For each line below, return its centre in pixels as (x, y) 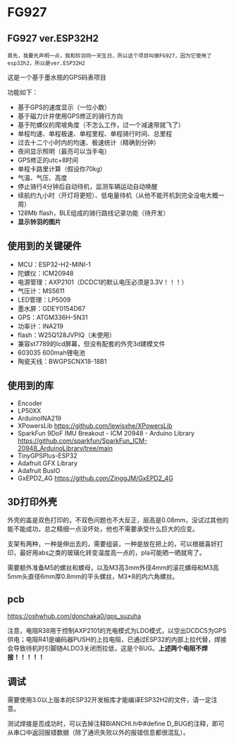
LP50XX (29, 410)
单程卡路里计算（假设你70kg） (62, 169)
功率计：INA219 (40, 326)
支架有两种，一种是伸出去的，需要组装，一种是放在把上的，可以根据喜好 (112, 544)
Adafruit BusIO (39, 470)
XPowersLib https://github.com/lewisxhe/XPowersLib (95, 425)
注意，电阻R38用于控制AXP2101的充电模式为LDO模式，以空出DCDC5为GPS (117, 631)
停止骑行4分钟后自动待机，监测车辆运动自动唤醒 (87, 186)
